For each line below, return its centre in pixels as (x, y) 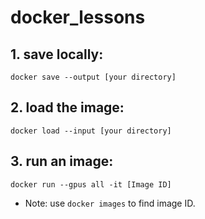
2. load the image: (67, 107)
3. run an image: (62, 161)
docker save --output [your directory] (93, 77)
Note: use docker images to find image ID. (110, 203)
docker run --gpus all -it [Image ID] (91, 184)
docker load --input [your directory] (91, 131)
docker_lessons (78, 17)
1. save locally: (57, 54)
